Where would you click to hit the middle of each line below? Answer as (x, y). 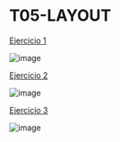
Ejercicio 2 (29, 75)
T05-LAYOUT (60, 16)
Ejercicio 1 (28, 40)
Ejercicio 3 (29, 110)
